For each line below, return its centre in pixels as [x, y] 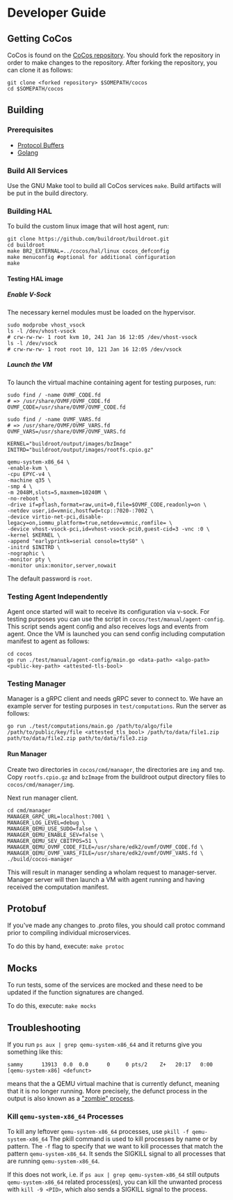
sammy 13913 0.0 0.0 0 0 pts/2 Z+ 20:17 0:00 [110, 1065]
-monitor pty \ [29, 559]
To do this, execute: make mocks [52, 1006]
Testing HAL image [35, 278]
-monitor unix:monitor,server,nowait [62, 565]
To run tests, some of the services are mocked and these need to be [105, 985]
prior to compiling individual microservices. [69, 933]
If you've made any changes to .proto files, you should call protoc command [116, 925]
